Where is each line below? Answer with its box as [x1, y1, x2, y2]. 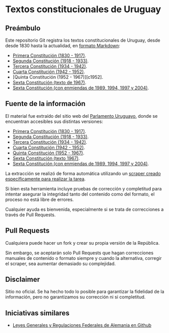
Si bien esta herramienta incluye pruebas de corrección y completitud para [5, 185, 162, 191]
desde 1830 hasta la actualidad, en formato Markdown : [5, 43, 120, 49]
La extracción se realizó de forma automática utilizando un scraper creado [5, 170, 161, 176]
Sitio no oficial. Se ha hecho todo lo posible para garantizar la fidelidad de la [5, 288, 164, 295]
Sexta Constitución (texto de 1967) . [12, 80, 86, 85]
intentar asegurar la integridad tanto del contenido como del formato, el [5, 191, 155, 197]
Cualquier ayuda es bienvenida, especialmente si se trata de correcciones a [5, 206, 164, 212]
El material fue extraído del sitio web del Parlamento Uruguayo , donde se [5, 113, 158, 119]
